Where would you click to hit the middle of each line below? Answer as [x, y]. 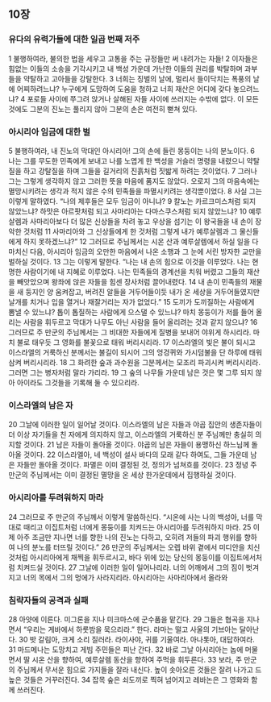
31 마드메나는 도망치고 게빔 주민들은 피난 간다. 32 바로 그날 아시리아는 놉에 [126, 649]
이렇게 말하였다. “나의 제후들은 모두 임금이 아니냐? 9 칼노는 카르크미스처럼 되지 [132, 201]
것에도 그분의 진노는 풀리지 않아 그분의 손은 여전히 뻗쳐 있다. [103, 109]
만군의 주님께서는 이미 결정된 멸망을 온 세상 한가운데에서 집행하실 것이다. [122, 475]
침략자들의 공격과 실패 [48, 600]
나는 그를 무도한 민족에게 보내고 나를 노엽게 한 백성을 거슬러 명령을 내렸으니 [127, 160]
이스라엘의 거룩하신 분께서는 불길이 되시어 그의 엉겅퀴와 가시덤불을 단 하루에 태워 [135, 352]
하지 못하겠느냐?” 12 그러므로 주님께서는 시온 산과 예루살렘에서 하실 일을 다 [141, 241]
